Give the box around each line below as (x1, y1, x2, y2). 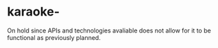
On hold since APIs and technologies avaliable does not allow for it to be (7, 26, 211, 34)
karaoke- (7, 4, 60, 20)
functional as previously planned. (7, 33, 101, 41)
